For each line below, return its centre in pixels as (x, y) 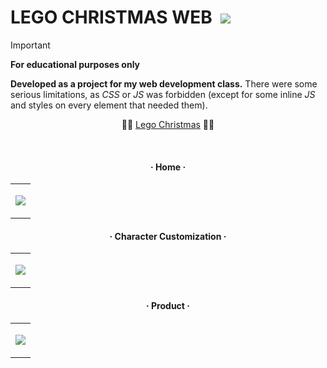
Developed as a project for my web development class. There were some (164, 83)
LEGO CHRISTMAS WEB (111, 17)
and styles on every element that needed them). (109, 105)
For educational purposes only (75, 64)
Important (30, 45)
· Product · (168, 305)
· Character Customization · (168, 236)
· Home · (168, 167)
